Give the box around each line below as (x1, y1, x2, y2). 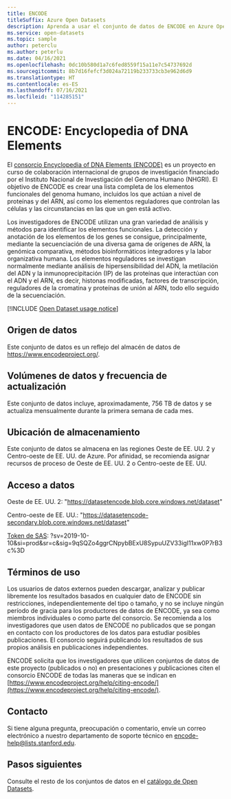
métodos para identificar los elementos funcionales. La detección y (7, 225, 198, 233)
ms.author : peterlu (7, 49, 63, 56)
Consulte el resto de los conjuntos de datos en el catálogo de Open (7, 777, 198, 785)
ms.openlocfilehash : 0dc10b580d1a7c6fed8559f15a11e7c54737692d (7, 61, 192, 68)
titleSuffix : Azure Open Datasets (7, 17, 107, 23)
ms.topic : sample (7, 36, 57, 43)
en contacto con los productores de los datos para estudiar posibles (7, 629, 201, 636)
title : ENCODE (7, 10, 48, 17)
